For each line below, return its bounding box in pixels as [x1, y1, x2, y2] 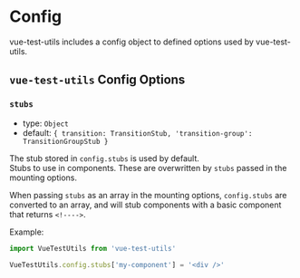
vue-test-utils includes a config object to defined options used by [9, 36, 254, 47]
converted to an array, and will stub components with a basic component [9, 199, 282, 210]
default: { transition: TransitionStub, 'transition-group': [22, 127, 253, 138]
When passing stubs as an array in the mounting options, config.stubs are [9, 189, 287, 200]
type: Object [22, 118, 70, 129]
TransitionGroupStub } [22, 137, 109, 146]
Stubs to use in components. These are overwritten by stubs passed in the [9, 162, 287, 173]
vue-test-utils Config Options [9, 72, 186, 88]
